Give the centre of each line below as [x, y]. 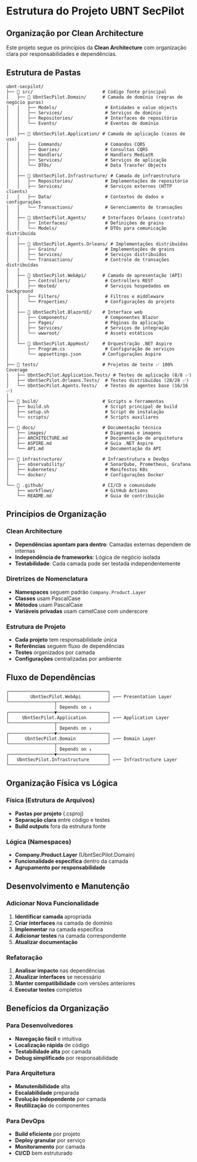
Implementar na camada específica [59, 929]
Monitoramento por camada [50, 1147]
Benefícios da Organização [58, 1009]
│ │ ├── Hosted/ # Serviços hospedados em [88, 286]
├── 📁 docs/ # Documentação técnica [84, 428]
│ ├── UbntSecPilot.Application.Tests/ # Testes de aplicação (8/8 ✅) [99, 375]
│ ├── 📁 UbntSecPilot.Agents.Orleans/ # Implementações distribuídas [97, 244]
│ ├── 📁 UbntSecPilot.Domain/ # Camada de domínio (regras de [95, 97]
